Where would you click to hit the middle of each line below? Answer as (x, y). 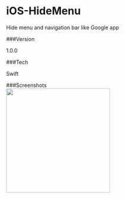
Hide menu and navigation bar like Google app (63, 27)
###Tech (17, 62)
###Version (20, 39)
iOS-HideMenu (44, 11)
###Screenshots (27, 85)
